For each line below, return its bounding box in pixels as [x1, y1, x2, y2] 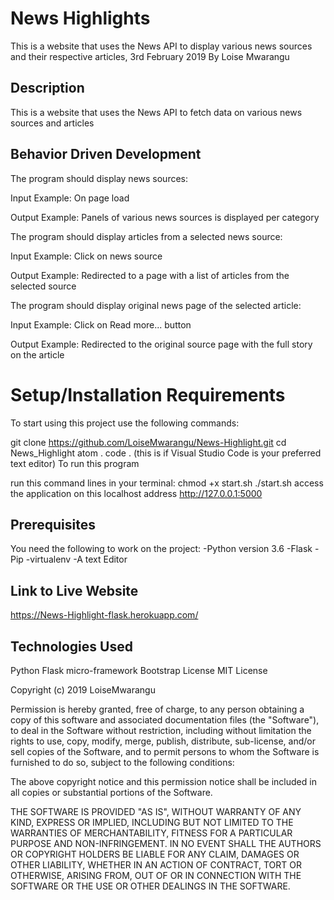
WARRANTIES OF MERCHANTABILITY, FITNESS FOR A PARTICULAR [10, 827, 293, 839]
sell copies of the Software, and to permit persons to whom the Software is [10, 745, 320, 757]
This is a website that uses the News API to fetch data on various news [10, 106, 303, 118]
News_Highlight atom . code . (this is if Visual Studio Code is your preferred [10, 447, 322, 459]
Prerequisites [10, 516, 96, 533]
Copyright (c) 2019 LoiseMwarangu [10, 683, 156, 696]
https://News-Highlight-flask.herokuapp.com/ [10, 609, 199, 621]
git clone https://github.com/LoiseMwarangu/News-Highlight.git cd [10, 436, 287, 448]
